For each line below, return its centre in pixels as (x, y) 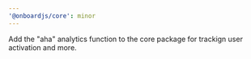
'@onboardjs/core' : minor (52, 16)
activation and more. (43, 47)
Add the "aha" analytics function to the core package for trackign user (125, 39)
